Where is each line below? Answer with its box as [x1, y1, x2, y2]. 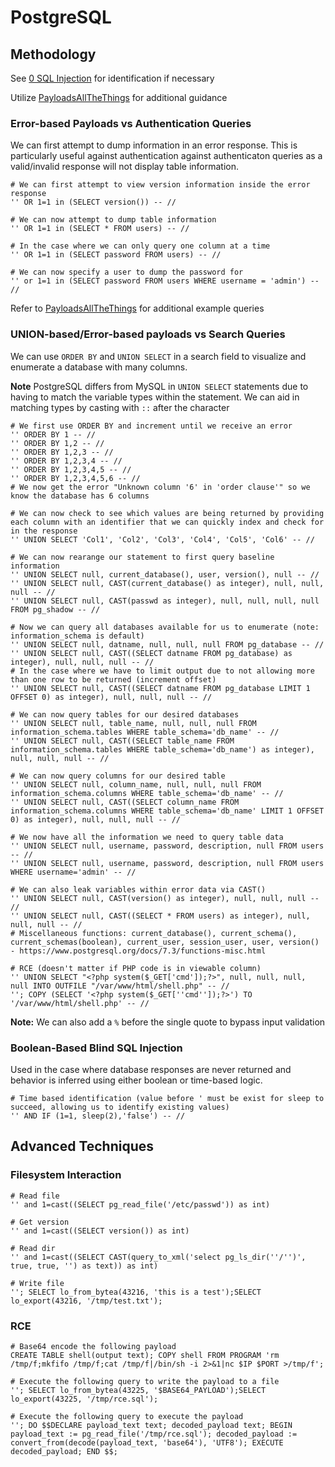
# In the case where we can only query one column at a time [10, 241, 271, 251]
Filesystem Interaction [10, 1168, 122, 1182]
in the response [10, 526, 78, 536]
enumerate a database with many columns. [10, 361, 188, 373]
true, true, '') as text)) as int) [10, 1261, 159, 1271]
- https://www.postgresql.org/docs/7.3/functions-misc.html [10, 946, 267, 956]
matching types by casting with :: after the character [10, 401, 230, 413]
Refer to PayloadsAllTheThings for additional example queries [10, 302, 265, 315]
